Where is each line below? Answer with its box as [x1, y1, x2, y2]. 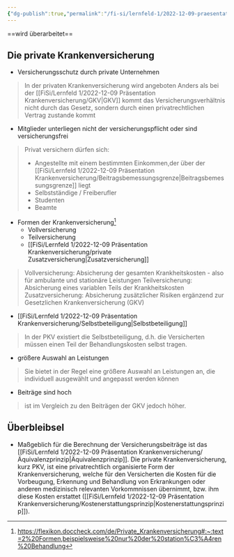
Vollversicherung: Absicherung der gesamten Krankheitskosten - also [24, 269, 224, 277]
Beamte [34, 204, 57, 212]
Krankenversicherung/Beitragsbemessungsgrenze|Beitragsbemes [34, 174, 224, 182]
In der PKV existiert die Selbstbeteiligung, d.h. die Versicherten [24, 333, 205, 342]
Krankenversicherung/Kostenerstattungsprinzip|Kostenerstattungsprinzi [17, 499, 224, 508]
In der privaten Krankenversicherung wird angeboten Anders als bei [24, 82, 219, 90]
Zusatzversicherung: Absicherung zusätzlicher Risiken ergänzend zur [24, 291, 224, 300]
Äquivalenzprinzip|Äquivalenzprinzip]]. [17, 455, 130, 464]
